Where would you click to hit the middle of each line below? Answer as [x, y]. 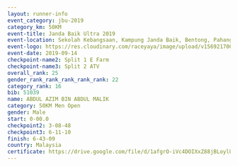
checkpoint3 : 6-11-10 [39, 132]
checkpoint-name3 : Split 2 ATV [53, 66]
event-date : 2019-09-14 [42, 54]
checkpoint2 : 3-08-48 [39, 125]
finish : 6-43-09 [31, 138]
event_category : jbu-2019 [45, 20]
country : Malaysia [34, 146]
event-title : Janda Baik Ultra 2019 [61, 34]
